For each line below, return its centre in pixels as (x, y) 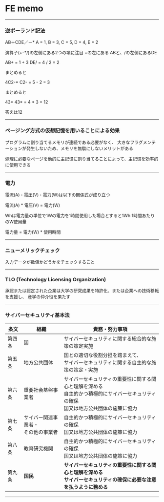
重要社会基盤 (38, 390)
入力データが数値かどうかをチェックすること (50, 262)
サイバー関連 (38, 417)
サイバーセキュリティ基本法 (37, 315)
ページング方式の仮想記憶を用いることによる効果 (62, 131)
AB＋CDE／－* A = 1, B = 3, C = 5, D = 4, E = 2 (52, 42)
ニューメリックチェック (32, 251)
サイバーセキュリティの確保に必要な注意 (110, 480)
